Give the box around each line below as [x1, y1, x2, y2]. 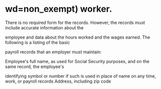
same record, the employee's [5, 64, 64, 69]
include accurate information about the [5, 24, 84, 30]
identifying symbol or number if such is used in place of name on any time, [5, 73, 156, 79]
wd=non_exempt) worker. [5, 3, 112, 15]
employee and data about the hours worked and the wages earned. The [5, 34, 151, 40]
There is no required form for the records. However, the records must [5, 20, 145, 25]
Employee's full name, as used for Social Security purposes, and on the [5, 58, 150, 64]
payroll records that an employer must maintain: [5, 49, 102, 55]
